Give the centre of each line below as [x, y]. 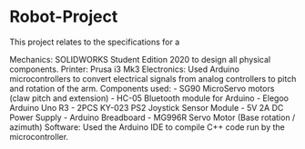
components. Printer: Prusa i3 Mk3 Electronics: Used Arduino [124, 69]
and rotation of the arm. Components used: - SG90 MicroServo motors [142, 88]
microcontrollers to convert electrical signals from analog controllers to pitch [153, 78]
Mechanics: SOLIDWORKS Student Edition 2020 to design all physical [140, 59]
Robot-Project [64, 17]
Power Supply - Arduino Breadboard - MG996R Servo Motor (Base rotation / [152, 117]
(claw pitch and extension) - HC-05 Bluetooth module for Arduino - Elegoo [149, 98]
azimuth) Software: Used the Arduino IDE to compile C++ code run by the [147, 127]
